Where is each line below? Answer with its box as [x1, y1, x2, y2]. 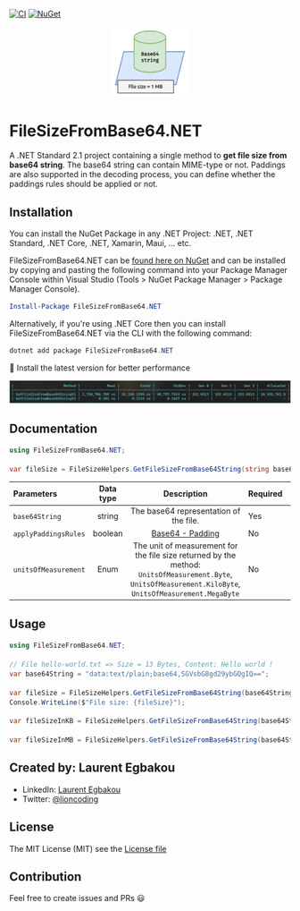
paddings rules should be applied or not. [9, 179, 158, 190]
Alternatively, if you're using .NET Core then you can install [9, 319, 226, 329]
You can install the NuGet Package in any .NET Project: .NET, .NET [9, 228, 254, 239]
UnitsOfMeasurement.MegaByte [130, 589, 240, 599]
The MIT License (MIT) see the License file [9, 843, 167, 854]
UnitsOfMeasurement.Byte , [137, 568, 233, 579]
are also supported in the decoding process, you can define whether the [9, 169, 276, 180]
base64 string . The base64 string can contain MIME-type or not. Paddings [9, 159, 286, 170]
